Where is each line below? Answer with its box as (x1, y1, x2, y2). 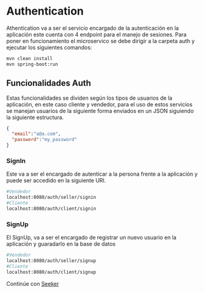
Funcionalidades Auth (6, 78, 91, 89)
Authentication (6, 4, 84, 18)
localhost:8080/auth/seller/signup (6, 257, 97, 264)
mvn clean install (6, 55, 53, 61)
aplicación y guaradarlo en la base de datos (6, 240, 116, 247)
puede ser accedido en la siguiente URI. (6, 177, 106, 184)
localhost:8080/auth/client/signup (6, 269, 97, 275)
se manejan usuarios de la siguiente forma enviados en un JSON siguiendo (6, 107, 194, 114)
